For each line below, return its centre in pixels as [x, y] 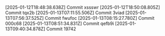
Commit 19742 [61, 29]
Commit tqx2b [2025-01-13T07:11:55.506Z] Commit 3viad [65, 13]
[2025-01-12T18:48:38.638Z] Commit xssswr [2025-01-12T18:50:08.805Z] [83, 7]
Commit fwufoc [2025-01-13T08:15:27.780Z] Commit [100, 18]
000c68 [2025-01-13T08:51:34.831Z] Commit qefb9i [60, 23]
